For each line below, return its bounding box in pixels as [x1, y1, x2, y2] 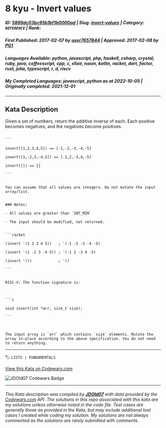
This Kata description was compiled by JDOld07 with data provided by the [5, 391, 158, 397]
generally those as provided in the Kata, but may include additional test [5, 407, 151, 413]
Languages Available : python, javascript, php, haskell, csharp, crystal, [5, 55, 155, 61]
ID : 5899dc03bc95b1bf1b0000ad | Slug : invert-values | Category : [5, 19, 145, 25]
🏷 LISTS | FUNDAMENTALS [5, 354, 56, 360]
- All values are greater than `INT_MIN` [5, 211, 92, 216]
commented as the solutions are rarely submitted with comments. [5, 417, 139, 423]
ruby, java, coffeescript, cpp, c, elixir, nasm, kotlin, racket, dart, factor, [5, 60, 154, 66]
